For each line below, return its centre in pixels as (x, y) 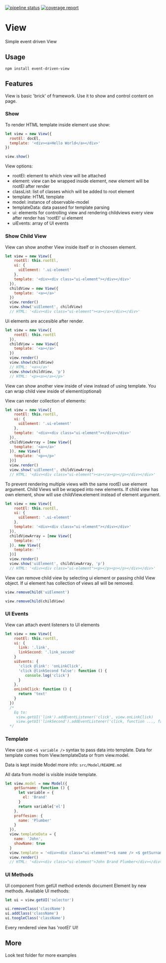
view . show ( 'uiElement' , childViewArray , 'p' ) (57, 564)
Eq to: (21, 712)
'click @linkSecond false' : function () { (62, 671)
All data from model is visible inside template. (51, 774)
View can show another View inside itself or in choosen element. (71, 247)
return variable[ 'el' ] (41, 806)
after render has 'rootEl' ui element (48, 218)
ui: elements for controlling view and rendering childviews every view (83, 213)
